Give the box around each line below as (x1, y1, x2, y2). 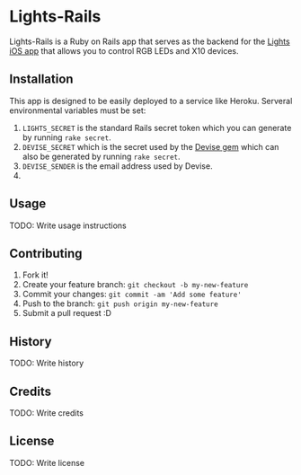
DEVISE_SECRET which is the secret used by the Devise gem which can (22, 141, 279, 152)
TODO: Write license (9, 457, 85, 468)
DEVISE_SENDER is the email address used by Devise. (22, 160, 213, 172)
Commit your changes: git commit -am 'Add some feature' (22, 289, 243, 300)
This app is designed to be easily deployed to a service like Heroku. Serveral (9, 95, 293, 106)
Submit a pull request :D (22, 308, 112, 319)
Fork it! (22, 269, 49, 280)
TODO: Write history (9, 357, 84, 369)
